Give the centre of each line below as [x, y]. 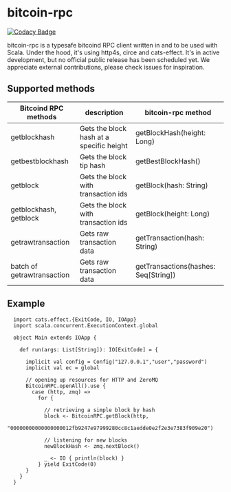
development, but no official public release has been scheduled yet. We [109, 59]
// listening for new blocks [86, 440]
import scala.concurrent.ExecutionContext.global [86, 325]
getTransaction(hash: [170, 238]
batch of [24, 266]
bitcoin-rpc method [178, 112]
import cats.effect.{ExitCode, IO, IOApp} [75, 319]
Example [26, 304]
